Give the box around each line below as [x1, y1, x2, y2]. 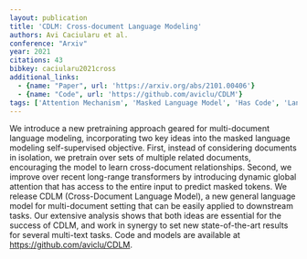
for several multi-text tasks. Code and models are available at [9, 230, 240, 241]
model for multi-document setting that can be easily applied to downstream [9, 201, 294, 212]
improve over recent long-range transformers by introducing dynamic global [9, 171, 297, 182]
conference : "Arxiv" [9, 38, 89, 48]
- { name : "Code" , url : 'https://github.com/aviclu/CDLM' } [17, 89, 244, 98]
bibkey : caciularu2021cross [9, 65, 117, 74]
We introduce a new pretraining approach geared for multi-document [9, 123, 270, 134]
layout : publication [9, 13, 89, 23]
